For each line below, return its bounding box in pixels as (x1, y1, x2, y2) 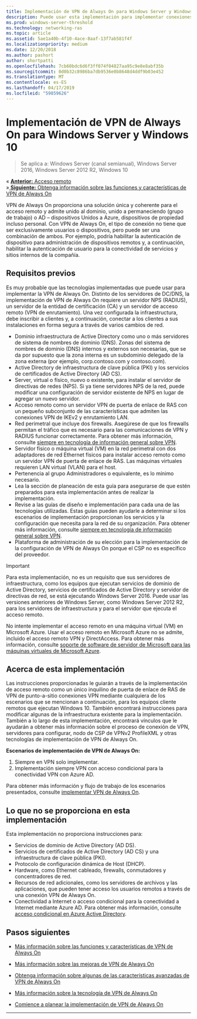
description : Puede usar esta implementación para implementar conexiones (6, 14, 193, 20)
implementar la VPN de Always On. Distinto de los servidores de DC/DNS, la (6, 290, 189, 297)
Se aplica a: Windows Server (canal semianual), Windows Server (20, 160, 177, 167)
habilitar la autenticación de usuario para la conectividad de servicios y (6, 245, 178, 252)
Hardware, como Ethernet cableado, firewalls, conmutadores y (14, 866, 167, 874)
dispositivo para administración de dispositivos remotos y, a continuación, (6, 239, 185, 246)
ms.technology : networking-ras (6, 25, 83, 31)
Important (6, 562, 30, 569)
